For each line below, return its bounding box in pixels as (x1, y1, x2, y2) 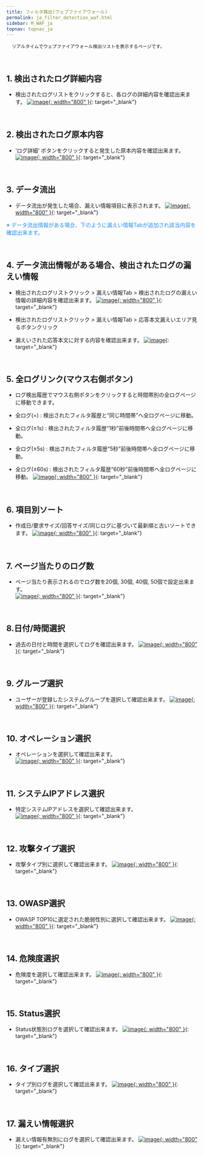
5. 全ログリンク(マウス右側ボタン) (6, 374, 134, 384)
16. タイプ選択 (6, 1063, 59, 1073)
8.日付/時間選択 (6, 624, 66, 634)
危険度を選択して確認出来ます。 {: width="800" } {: (15, 971, 163, 978)
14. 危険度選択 (6, 954, 59, 964)
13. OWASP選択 (6, 898, 66, 909)
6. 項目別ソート (6, 504, 64, 515)
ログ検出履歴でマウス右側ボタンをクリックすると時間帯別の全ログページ (15, 391, 196, 399)
